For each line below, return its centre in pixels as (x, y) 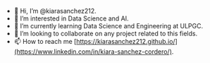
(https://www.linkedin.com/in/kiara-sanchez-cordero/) (93, 52)
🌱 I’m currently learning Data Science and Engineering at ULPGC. (108, 26)
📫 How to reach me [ (45, 41)
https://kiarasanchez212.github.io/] (127, 41)
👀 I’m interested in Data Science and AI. (71, 18)
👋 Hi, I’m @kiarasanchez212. (55, 11)
